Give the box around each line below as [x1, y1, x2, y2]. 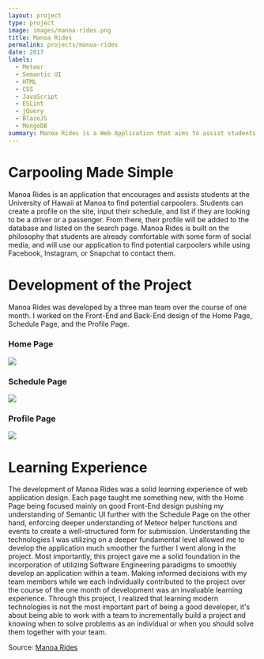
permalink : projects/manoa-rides [8, 41, 119, 49]
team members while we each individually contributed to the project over [8, 577, 247, 586]
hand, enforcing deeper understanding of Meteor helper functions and [8, 518, 237, 528]
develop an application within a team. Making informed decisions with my [8, 569, 247, 578]
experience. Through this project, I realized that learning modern [8, 594, 219, 604]
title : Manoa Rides [8, 33, 73, 42]
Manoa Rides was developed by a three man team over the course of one [8, 302, 247, 312]
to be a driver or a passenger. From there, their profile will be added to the [8, 214, 249, 224]
